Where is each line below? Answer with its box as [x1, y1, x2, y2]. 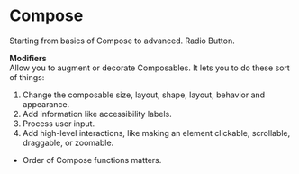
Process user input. [22, 118, 95, 129]
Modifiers [9, 52, 47, 63]
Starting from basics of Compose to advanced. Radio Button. [9, 35, 236, 46]
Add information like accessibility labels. [22, 108, 173, 119]
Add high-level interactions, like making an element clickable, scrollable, [22, 127, 291, 138]
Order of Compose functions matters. [22, 154, 162, 165]
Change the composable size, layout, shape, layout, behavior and [22, 89, 266, 100]
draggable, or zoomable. [22, 137, 114, 148]
